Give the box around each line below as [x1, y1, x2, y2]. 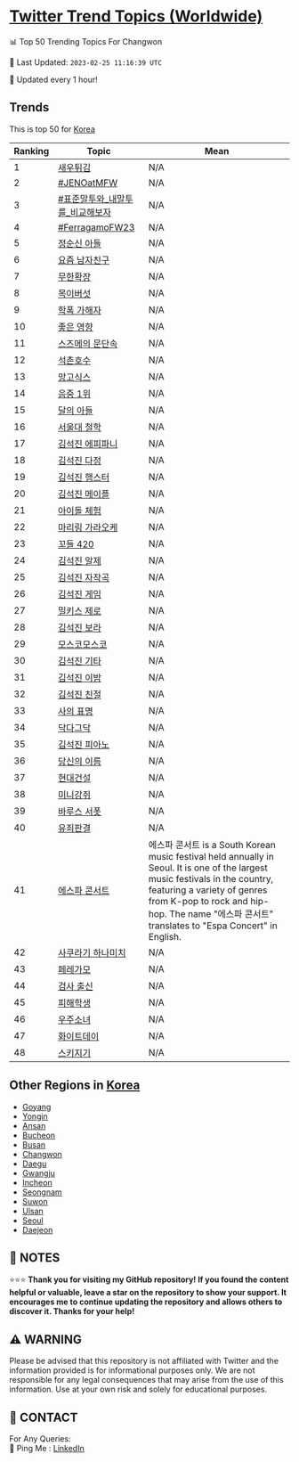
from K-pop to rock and [148, 894, 249, 907]
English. [148, 930, 182, 943]
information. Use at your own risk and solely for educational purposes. [9, 1384, 268, 1395]
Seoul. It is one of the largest [148, 862, 269, 874]
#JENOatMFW [57, 176, 118, 189]
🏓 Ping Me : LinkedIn [9, 1443, 85, 1453]
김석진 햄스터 [57, 470, 109, 483]
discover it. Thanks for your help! [9, 1306, 135, 1317]
